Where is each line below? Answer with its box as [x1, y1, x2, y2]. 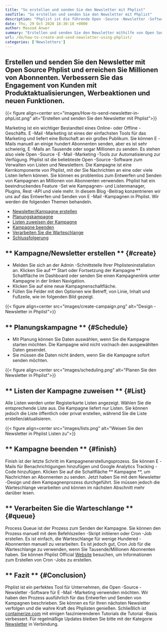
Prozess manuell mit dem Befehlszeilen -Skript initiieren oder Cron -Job [5, 530, 152, 536]
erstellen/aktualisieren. [5, 416, 52, 421]
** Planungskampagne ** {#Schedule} [5, 323, 128, 332]
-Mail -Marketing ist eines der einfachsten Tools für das [32, 130, 147, 136]
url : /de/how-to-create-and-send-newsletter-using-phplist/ [5, 35, 133, 40]
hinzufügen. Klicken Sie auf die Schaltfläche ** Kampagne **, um [17, 469, 151, 475]
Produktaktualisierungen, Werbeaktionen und [5, 89, 151, 97]
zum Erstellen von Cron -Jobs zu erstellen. [5, 557, 92, 562]
